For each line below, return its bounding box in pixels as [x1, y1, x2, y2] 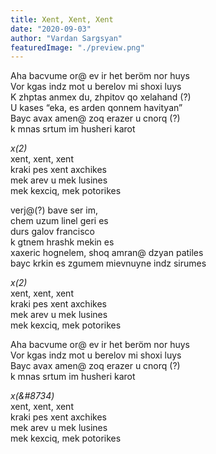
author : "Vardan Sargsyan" [10, 33, 123, 43]
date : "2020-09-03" [10, 24, 92, 34]
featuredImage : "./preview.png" [10, 42, 145, 53]
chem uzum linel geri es [10, 215, 109, 227]
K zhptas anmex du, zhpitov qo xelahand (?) [10, 91, 192, 103]
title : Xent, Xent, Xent [10, 14, 114, 25]
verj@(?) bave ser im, [10, 204, 98, 216]
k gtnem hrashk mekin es [10, 236, 115, 248]
